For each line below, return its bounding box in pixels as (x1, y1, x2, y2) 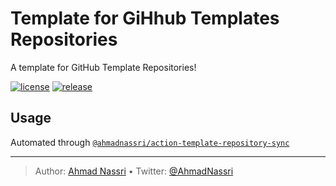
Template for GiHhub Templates (10, 7, 280, 30)
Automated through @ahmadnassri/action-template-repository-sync (10, 136, 290, 148)
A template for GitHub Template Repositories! (10, 61, 197, 73)
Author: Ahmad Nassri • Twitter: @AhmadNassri (34, 165, 234, 177)
